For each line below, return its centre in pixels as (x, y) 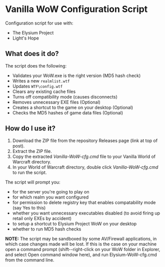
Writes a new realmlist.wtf (41, 80)
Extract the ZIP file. (32, 151)
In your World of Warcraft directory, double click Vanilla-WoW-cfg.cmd (85, 167)
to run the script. (29, 172)
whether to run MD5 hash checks (47, 229)
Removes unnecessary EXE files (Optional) (56, 102)
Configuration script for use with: (39, 23)
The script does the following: (36, 65)
